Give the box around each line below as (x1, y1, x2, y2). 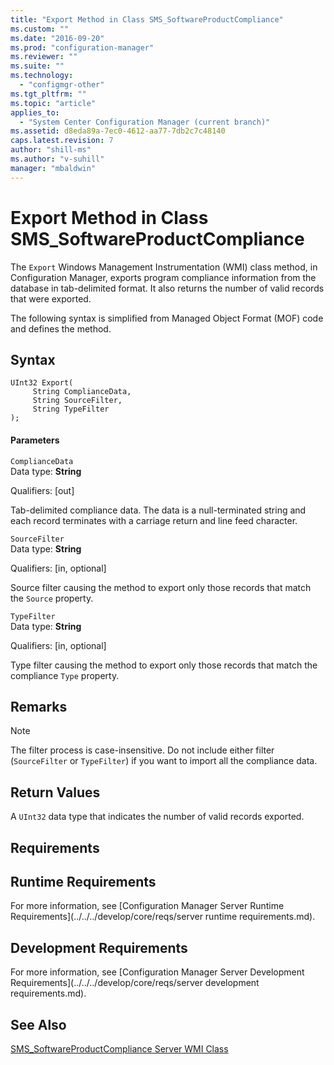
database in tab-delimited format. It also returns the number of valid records (10, 282, 325, 294)
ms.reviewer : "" (10, 52, 78, 62)
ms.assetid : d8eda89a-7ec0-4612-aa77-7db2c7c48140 (10, 126, 226, 136)
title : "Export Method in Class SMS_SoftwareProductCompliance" (10, 14, 284, 25)
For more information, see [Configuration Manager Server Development (10, 966, 305, 978)
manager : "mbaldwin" (10, 163, 97, 173)
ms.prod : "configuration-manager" (10, 42, 155, 53)
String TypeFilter (32, 404, 110, 415)
